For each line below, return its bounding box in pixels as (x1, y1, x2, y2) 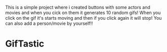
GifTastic (5, 38, 45, 49)
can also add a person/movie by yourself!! (5, 20, 93, 26)
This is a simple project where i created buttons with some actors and (5, 5, 151, 10)
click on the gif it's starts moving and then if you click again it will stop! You (5, 15, 162, 21)
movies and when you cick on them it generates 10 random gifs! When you (5, 10, 161, 16)
